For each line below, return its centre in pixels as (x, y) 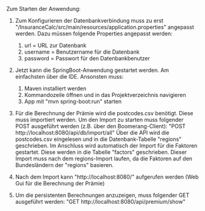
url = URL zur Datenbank (55, 45)
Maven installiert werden (55, 88)
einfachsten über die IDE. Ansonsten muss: (69, 77)
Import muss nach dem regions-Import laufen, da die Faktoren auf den (104, 159)
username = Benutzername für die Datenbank (82, 52)
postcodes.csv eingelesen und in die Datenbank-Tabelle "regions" (98, 139)
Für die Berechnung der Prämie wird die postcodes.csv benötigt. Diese (104, 113)
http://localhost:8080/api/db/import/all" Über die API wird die (92, 133)
